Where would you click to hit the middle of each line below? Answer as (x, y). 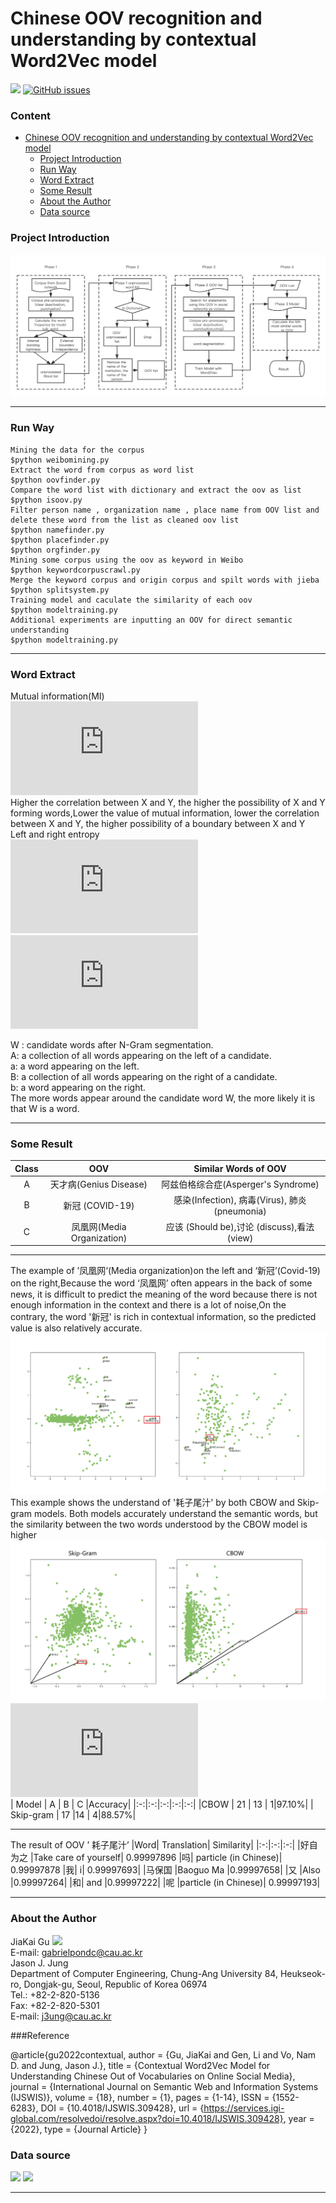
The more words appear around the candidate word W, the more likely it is (163, 1098)
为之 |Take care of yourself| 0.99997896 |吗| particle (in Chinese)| (146, 1858)
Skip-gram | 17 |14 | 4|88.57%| (73, 1815)
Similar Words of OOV (240, 1168)
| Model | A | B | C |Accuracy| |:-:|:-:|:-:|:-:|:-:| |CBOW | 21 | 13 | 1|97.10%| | (162, 1804)
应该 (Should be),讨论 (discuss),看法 (240, 1226)
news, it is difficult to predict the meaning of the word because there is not (164, 1294)
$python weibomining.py (60, 460)
